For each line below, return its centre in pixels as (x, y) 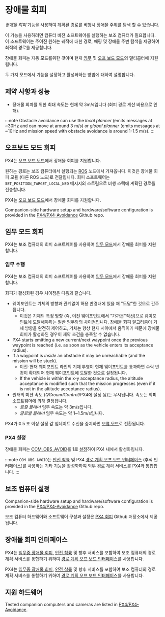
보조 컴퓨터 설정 (27, 489)
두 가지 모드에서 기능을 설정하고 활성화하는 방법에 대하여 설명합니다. (70, 74)
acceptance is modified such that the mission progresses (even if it (87, 383)
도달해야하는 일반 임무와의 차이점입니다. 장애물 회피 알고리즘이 (92, 322)
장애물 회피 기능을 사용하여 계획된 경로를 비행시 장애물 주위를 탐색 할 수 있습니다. (82, 25)
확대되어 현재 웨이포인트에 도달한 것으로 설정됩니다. (78, 373)
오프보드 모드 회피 (30, 148)
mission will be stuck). (35, 361)
